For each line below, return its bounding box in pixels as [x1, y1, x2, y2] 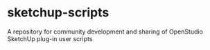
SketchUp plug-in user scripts [7, 34, 93, 42]
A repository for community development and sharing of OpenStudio [7, 27, 203, 36]
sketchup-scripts [7, 5, 110, 21]
